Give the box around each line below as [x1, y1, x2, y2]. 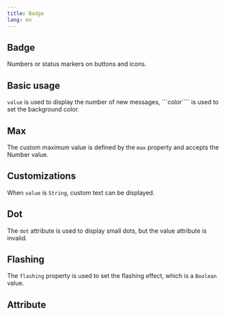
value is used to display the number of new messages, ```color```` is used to [7, 98, 219, 106]
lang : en [7, 16, 32, 23]
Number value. [7, 150, 49, 158]
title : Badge [7, 10, 44, 17]
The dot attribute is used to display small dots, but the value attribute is [7, 227, 207, 235]
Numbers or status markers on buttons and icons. [7, 60, 147, 68]
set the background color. [7, 105, 80, 114]
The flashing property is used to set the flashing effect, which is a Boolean [7, 272, 217, 280]
